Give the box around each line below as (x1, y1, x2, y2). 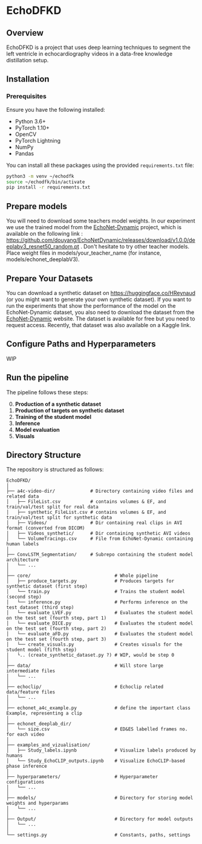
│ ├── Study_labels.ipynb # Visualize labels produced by (6, 747, 197, 753)
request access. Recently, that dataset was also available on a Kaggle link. (6, 321, 192, 328)
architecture (6, 557, 39, 563)
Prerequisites (6, 92, 47, 100)
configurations (6, 779, 45, 785)
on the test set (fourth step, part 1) (6, 615, 107, 622)
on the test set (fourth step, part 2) (6, 626, 107, 632)
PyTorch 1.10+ (15, 124, 50, 131)
